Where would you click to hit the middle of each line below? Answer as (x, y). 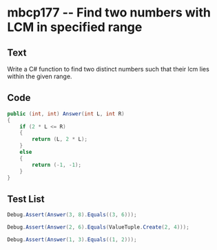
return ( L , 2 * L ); (60, 139)
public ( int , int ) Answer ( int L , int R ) (66, 114)
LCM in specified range (75, 27)
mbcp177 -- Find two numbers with (109, 13)
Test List (26, 199)
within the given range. (40, 76)
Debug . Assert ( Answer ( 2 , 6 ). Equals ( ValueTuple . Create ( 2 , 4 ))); (98, 227)
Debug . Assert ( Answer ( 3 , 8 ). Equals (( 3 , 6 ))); (72, 215)
